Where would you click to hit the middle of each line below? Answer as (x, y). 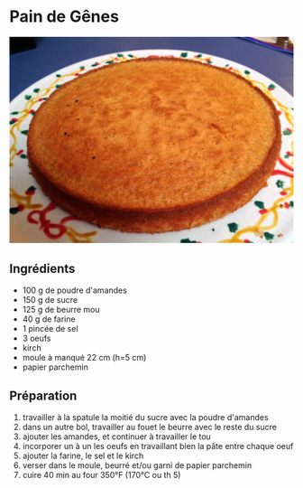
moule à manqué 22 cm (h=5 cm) (84, 358)
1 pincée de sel (50, 329)
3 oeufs (37, 338)
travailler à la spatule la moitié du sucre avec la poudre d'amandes (145, 418)
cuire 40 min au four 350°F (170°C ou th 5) (101, 475)
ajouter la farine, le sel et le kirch (83, 456)
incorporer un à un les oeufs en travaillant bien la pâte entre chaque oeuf (158, 446)
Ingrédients (42, 268)
